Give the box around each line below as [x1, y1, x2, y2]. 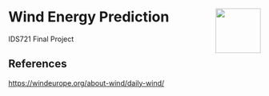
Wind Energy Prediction [8, 8, 170, 26]
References [8, 57, 67, 71]
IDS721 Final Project [8, 34, 74, 44]
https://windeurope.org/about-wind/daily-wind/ [8, 78, 165, 87]
